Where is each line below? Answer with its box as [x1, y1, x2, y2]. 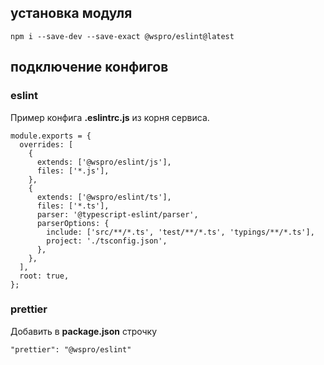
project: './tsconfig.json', [46, 236, 168, 246]
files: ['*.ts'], [36, 201, 110, 211]
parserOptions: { [36, 218, 110, 228]
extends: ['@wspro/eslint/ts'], [36, 192, 172, 202]
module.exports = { [10, 131, 92, 141]
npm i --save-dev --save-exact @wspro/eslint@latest [10, 31, 235, 41]
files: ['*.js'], [36, 166, 110, 176]
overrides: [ [19, 139, 74, 150]
